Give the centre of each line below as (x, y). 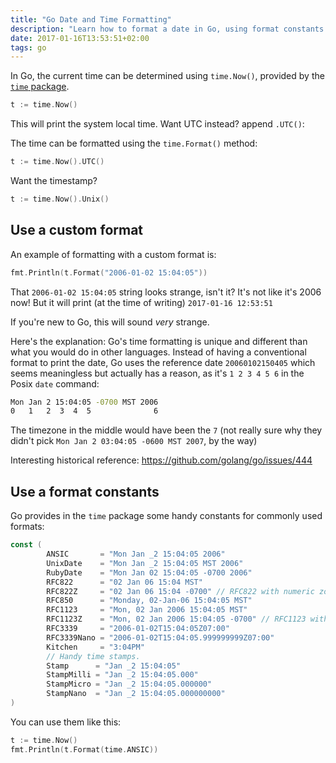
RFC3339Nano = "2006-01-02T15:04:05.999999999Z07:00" (160, 637)
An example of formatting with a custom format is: (113, 254)
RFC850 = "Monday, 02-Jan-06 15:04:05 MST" (149, 601)
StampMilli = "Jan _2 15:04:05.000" (122, 675)
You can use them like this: (66, 722)
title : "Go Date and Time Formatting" (91, 19)
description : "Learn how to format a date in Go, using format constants (167, 29)
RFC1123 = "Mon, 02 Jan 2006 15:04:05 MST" (147, 610)
